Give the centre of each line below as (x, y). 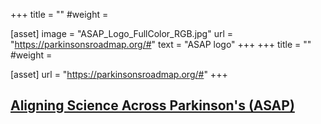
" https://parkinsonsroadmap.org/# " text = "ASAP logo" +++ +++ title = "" (161, 44)
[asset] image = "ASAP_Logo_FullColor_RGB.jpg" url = (121, 33)
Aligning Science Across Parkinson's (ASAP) (152, 105)
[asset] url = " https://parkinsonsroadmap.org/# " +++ (119, 74)
